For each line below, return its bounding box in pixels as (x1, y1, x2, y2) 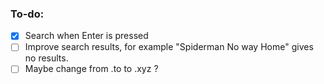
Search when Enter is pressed (24, 30, 149, 42)
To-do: (10, 7, 45, 21)
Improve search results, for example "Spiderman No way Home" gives (24, 41, 314, 53)
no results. (24, 52, 69, 64)
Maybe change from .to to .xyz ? (24, 63, 159, 75)
